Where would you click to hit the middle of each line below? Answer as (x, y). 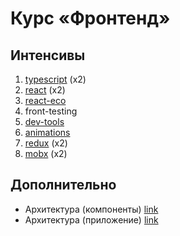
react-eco (45, 100)
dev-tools (44, 121)
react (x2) (45, 90)
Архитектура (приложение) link (91, 219)
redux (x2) (46, 143)
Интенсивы (48, 55)
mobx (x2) (46, 153)
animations (47, 132)
